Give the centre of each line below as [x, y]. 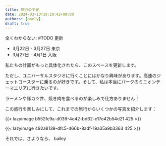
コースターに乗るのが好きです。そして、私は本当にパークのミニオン [87, 82]
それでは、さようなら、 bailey [36, 139]
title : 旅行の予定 [22, 10]
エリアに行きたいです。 [37, 88]
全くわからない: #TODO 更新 [34, 38]
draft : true [17, 23]
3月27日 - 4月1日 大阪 [34, 55]
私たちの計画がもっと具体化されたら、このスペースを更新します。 [72, 65]
